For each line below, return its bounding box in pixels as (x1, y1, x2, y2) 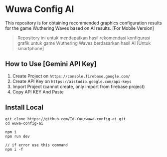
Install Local (5, 103, 44, 112)
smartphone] (17, 45, 44, 51)
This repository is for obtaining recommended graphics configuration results (5, 20, 162, 26)
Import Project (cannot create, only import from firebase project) (12, 83, 145, 89)
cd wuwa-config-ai (5, 121, 43, 126)
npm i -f (5, 147, 23, 152)
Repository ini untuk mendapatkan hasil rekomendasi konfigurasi (17, 35, 151, 41)
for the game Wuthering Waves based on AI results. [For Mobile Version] (5, 25, 155, 31)
